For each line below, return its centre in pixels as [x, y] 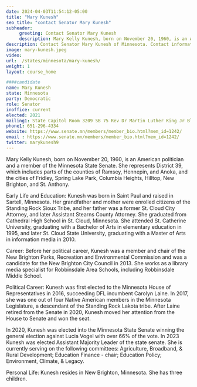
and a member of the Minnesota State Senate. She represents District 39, [95, 165]
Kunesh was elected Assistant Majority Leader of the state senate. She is [94, 342]
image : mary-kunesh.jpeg [36, 50]
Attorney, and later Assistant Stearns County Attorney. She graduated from [96, 214]
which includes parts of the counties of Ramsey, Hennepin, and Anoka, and [97, 172]
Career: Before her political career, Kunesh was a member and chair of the [96, 251]
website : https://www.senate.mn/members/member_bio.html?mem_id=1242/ [94, 132]
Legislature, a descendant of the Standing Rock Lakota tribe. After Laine [93, 306]
